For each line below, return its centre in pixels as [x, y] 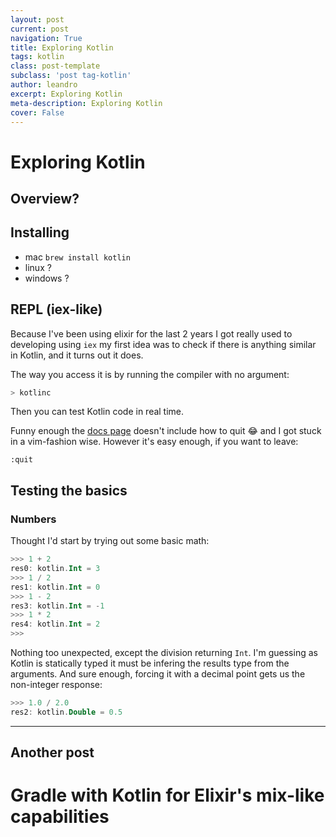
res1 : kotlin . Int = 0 [55, 587]
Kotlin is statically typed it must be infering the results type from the [150, 663]
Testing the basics [69, 490]
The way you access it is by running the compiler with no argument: [150, 374]
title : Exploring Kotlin [62, 47]
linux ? [38, 267]
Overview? [45, 198]
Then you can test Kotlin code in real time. [97, 412]
